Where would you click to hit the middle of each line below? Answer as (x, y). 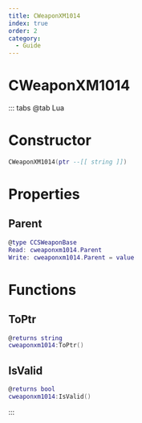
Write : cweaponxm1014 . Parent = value (71, 257)
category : (25, 38)
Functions (42, 290)
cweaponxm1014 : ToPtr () (46, 346)
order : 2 (23, 31)
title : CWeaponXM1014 (45, 16)
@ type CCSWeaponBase (43, 243)
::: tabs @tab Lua (37, 108)
